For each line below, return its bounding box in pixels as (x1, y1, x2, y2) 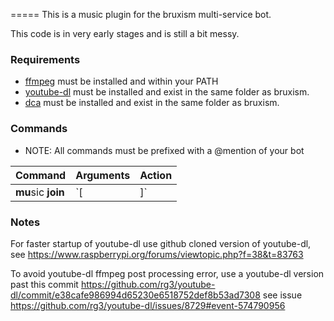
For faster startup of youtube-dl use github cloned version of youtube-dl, (10, 237, 312, 249)
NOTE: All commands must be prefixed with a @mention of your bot (24, 144, 305, 156)
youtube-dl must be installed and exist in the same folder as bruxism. (24, 86, 310, 98)
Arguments (75, 168, 131, 182)
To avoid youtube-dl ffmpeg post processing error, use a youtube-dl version (10, 267, 325, 279)
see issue (262, 289, 303, 301)
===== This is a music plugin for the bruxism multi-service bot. (10, 9, 272, 20)
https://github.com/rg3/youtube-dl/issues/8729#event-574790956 (10, 299, 286, 311)
